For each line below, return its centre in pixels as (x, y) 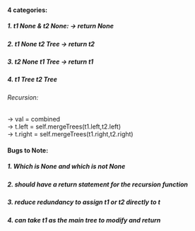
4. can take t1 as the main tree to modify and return (84, 220)
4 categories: (28, 10)
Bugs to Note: (28, 150)
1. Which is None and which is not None (66, 167)
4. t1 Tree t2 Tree (32, 79)
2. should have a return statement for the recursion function (98, 184)
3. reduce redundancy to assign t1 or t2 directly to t (84, 202)
